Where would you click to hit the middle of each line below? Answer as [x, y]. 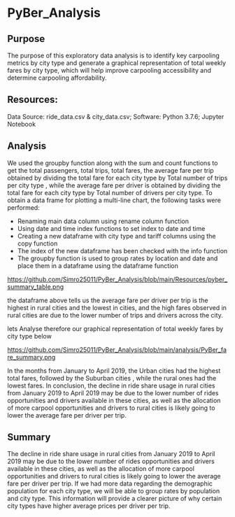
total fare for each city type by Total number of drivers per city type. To [110, 192]
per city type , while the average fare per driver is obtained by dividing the [114, 185]
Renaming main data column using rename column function [103, 221]
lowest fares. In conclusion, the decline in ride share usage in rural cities [111, 385]
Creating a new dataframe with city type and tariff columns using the [116, 236]
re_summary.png [31, 357]
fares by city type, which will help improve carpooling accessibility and [109, 70]
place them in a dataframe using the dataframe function [98, 265]
